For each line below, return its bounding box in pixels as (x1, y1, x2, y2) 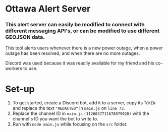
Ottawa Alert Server (5, 3, 91, 15)
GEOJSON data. (5, 34, 45, 41)
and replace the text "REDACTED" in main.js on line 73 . (12, 105, 125, 111)
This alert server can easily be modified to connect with (5, 21, 145, 28)
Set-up (5, 83, 35, 95)
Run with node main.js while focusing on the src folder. (12, 121, 128, 127)
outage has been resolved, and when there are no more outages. (5, 50, 140, 56)
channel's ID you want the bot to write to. (12, 116, 98, 122)
